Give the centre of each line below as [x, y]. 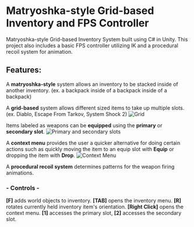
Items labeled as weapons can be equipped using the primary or [84, 125]
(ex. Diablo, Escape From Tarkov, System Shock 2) [67, 114]
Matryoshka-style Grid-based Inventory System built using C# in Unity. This [97, 39]
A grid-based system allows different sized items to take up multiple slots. [95, 108]
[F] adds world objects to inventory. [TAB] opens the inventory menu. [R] [94, 201]
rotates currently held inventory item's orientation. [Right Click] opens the [95, 207]
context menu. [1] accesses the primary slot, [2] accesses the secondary [94, 213]
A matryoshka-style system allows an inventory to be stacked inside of [92, 84]
